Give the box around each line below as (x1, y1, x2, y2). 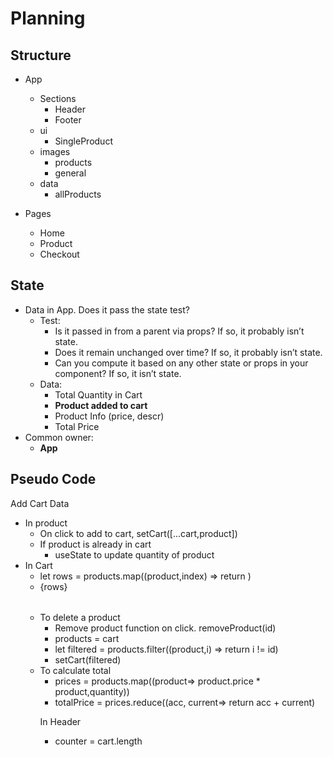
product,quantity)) (54, 685, 130, 697)
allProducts (54, 188, 102, 200)
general (54, 167, 87, 179)
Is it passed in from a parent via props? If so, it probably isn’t (54, 325, 305, 337)
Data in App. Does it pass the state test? (24, 303, 190, 316)
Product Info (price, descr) (54, 410, 165, 422)
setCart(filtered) (54, 653, 122, 666)
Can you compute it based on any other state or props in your (54, 357, 309, 369)
